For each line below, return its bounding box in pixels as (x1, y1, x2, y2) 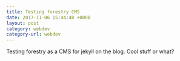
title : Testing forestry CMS (6, 8, 80, 15)
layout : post (6, 20, 39, 26)
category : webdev (6, 25, 50, 32)
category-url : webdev (6, 31, 61, 37)
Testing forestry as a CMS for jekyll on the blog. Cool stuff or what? (6, 48, 175, 55)
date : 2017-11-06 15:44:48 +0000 (6, 14, 91, 21)
